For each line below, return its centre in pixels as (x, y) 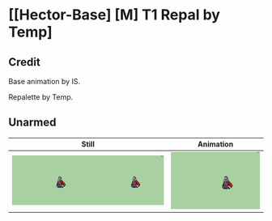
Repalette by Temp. (41, 97)
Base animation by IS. (45, 81)
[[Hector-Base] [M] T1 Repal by (115, 15)
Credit (24, 62)
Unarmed (32, 123)
